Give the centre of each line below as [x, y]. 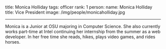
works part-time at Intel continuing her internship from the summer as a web [83, 32]
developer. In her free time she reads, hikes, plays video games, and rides [80, 37]
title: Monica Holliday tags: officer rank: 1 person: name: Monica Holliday [79, 7]
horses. [13, 42]
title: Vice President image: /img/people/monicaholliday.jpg [65, 12]
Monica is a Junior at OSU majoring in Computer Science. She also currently [83, 26]
